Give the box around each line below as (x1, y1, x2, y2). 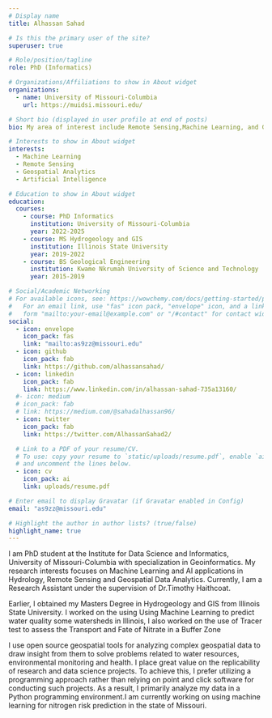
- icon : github (15, 347, 67, 356)
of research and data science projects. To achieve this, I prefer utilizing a (8, 666, 252, 676)
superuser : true (8, 41, 63, 49)
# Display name (8, 11, 60, 20)
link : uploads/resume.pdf (23, 482, 111, 491)
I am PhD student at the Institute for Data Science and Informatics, (8, 549, 229, 559)
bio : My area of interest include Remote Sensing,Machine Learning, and (8, 123, 259, 131)
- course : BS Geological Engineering (23, 257, 151, 266)
